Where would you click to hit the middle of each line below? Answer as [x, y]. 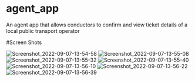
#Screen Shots [24, 42]
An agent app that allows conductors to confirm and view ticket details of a [97, 25]
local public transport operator [43, 31]
